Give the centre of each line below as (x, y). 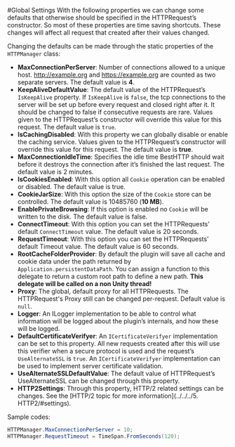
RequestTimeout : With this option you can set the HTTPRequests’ (113, 239)
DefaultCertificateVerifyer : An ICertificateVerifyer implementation (117, 336)
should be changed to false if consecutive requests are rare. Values (115, 112)
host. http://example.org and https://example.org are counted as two (116, 74)
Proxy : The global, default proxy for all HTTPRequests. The (103, 291)
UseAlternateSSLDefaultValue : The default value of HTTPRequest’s (116, 373)
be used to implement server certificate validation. (90, 366)
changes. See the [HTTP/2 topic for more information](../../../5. (108, 396)
